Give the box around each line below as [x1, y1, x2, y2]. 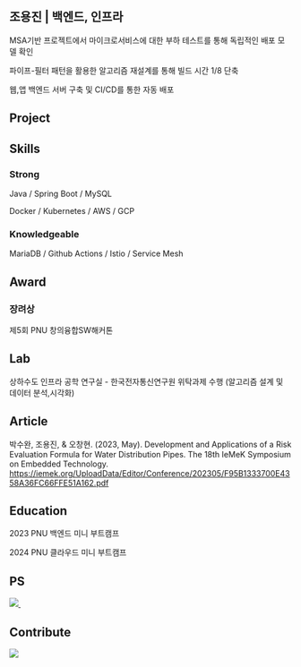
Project [9, 111, 51, 126]
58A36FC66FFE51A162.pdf [9, 477, 109, 488]
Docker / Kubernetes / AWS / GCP [9, 205, 135, 216]
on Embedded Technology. [9, 458, 109, 469]
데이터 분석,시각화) [9, 387, 75, 398]
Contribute [9, 624, 72, 639]
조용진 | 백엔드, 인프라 [9, 9, 124, 25]
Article [9, 414, 48, 429]
